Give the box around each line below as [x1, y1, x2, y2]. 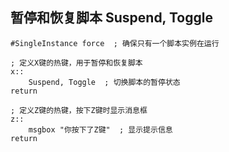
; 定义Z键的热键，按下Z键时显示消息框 [10, 105, 148, 115]
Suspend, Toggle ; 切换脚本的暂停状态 [28, 77, 181, 87]
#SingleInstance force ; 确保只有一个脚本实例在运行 [10, 38, 220, 48]
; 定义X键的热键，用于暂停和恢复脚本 [10, 58, 143, 68]
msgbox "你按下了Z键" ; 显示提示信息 [28, 124, 173, 135]
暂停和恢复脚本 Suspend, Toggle [10, 9, 213, 27]
